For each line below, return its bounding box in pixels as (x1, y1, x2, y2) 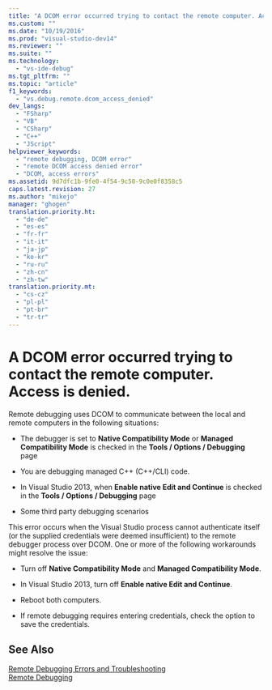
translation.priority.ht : (8, 207, 96, 215)
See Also (8, 642, 54, 656)
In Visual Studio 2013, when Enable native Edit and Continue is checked (19, 482, 262, 492)
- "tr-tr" (15, 313, 49, 321)
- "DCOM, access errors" (15, 170, 100, 178)
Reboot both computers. (19, 594, 102, 604)
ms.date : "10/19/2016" (8, 27, 85, 35)
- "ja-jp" (15, 245, 49, 253)
